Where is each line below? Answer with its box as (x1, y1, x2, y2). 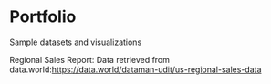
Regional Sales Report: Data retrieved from (9, 54, 171, 65)
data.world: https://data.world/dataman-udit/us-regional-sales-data (9, 64, 262, 75)
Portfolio (9, 6, 77, 27)
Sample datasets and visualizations (9, 37, 142, 47)
